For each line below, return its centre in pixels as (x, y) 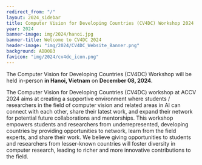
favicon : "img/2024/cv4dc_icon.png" (52, 57)
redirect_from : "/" (31, 12)
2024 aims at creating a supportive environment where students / (88, 99)
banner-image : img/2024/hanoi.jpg (50, 34)
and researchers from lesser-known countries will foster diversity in (91, 143)
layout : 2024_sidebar (34, 18)
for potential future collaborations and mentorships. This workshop (90, 118)
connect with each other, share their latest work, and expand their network (99, 111)
